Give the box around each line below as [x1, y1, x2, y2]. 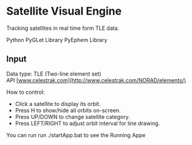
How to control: [6, 88, 45, 96]
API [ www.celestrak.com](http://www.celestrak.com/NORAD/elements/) [6, 76, 187, 83]
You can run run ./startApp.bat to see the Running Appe [6, 131, 146, 138]
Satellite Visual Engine [6, 4, 122, 18]
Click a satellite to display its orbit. [15, 100, 101, 107]
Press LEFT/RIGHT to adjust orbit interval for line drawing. [15, 119, 160, 127]
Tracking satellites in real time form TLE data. [6, 24, 120, 32]
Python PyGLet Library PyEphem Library [6, 36, 108, 43]
